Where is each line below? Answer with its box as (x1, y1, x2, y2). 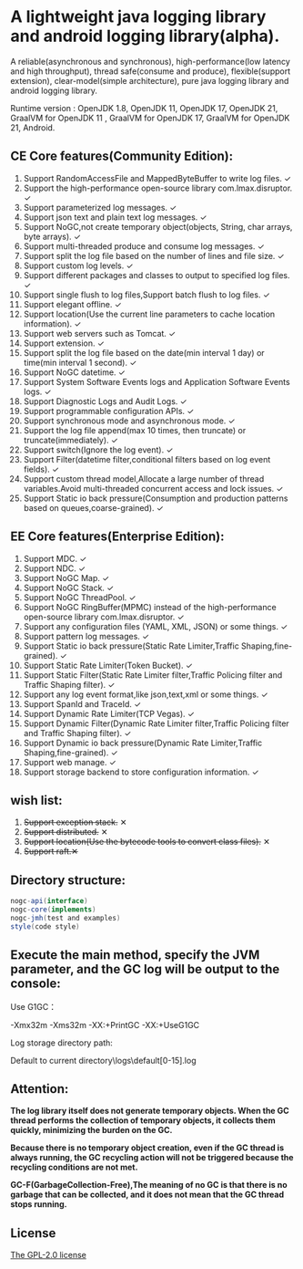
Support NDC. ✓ (23, 563, 86, 574)
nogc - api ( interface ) (10, 897, 89, 906)
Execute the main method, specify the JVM (10, 947, 260, 963)
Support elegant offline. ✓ (23, 298, 122, 309)
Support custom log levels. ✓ (23, 260, 134, 271)
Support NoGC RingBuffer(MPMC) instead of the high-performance (23, 601, 277, 612)
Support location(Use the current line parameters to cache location (23, 308, 276, 319)
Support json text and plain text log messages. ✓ (23, 212, 207, 223)
